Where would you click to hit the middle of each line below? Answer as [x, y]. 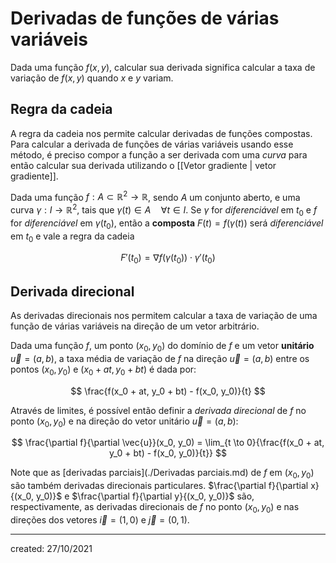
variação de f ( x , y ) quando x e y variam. [92, 78]
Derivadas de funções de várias [145, 18]
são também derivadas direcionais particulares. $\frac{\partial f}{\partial [159, 486]
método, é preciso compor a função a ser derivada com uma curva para [159, 154]
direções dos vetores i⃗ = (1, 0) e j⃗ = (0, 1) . [100, 520]
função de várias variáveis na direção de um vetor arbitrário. [135, 326]
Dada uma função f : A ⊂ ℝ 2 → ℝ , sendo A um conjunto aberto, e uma [155, 196]
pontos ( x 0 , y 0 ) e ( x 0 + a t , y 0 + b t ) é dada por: [103, 370]
